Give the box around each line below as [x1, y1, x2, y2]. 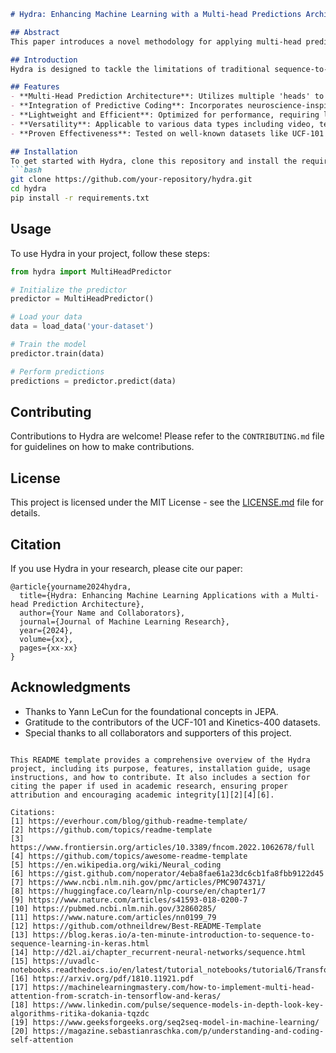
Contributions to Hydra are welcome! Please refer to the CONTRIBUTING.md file [10, 430, 325, 442]
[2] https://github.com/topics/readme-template [10, 825, 213, 835]
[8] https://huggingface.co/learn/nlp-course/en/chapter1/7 [10, 886, 267, 896]
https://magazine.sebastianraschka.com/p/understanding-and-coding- [32, 1026, 325, 1036]
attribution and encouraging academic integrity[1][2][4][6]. [10, 790, 275, 800]
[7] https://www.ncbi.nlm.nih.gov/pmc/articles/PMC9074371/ [10, 877, 267, 887]
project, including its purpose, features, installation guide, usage [10, 763, 311, 774]
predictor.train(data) [10, 348, 105, 359]
